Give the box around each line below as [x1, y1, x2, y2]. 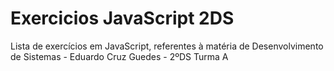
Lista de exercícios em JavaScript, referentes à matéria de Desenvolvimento [10, 40, 324, 52]
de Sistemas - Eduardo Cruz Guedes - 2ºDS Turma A [10, 50, 229, 62]
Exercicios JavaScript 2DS [10, 7, 235, 30]
